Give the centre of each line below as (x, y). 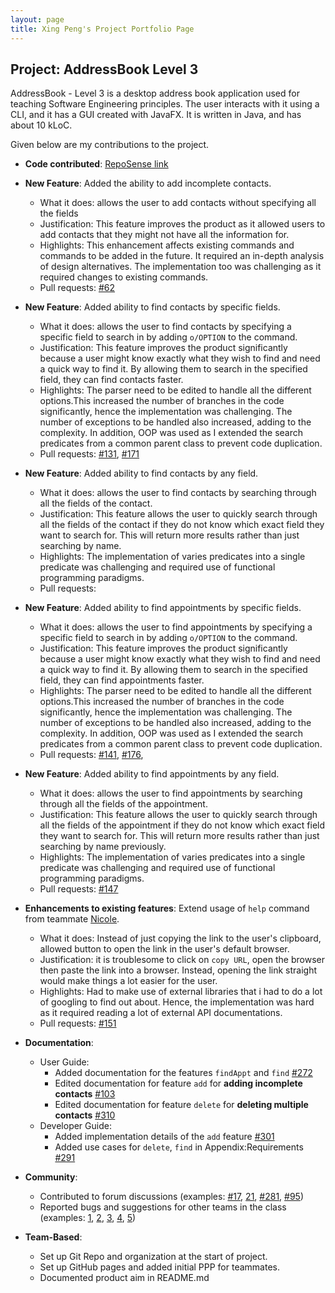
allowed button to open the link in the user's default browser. (164, 949)
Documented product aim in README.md (124, 1278)
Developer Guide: (75, 1126)
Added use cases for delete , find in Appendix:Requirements (179, 1147)
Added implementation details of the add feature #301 (164, 1137)
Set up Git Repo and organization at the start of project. (153, 1257)
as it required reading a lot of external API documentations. (161, 1013)
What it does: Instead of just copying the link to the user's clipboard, (180, 938)
